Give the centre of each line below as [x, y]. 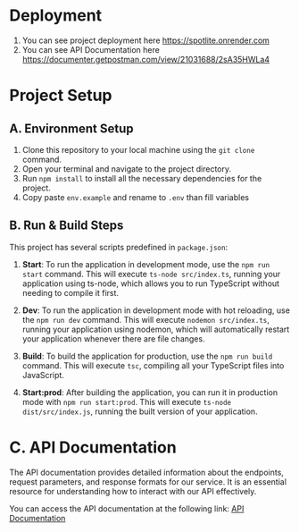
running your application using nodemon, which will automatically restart [156, 329]
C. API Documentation [93, 447]
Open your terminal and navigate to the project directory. [127, 169]
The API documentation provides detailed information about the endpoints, [146, 472]
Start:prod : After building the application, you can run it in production [150, 392]
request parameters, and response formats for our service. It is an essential [148, 481]
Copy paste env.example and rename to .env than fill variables [136, 197]
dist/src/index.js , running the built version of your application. [140, 411]
